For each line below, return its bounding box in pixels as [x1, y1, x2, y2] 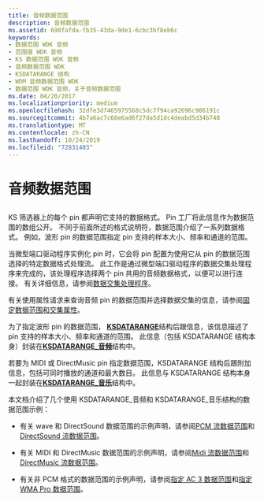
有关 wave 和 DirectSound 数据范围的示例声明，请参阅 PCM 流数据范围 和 [19, 421, 255, 430]
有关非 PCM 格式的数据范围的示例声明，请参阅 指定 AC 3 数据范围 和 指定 [19, 474, 253, 484]
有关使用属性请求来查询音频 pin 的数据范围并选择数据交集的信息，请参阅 [8, 295, 244, 304]
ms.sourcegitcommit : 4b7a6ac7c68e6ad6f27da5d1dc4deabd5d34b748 [8, 114, 221, 122]
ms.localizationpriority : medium [8, 99, 118, 107]
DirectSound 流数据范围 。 [19, 431, 104, 440]
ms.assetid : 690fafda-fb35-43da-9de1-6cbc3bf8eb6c [8, 26, 178, 34]
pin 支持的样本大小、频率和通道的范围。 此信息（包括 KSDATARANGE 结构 [8, 332, 249, 341]
